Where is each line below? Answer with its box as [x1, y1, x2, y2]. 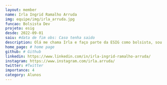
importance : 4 [5, 68, 35, 73]
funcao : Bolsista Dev [5, 21, 50, 26]
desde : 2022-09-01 [5, 30, 43, 35]
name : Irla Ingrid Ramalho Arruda [5, 12, 77, 17]
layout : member [5, 7, 37, 12]
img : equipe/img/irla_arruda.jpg [5, 16, 75, 21]
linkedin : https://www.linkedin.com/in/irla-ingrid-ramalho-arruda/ [5, 53, 151, 59]
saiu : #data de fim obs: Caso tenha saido [5, 35, 95, 40]
